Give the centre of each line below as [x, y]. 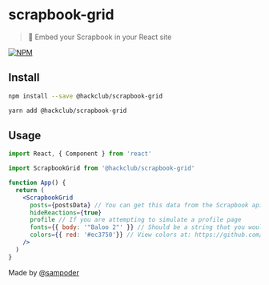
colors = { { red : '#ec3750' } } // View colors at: [110, 235]
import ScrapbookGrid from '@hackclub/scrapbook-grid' [102, 169]
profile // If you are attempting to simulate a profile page [135, 220]
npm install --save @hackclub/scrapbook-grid [85, 96]
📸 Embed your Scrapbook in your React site [100, 37]
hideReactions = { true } [66, 213]
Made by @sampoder [44, 272]
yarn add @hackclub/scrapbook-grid [68, 110]
